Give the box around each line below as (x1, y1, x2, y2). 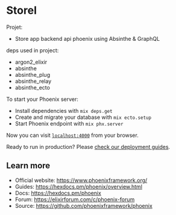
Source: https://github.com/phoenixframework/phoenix (14, 202, 152, 209)
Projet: (6, 23, 23, 31)
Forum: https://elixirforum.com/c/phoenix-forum (14, 196, 135, 203)
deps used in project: (6, 46, 59, 54)
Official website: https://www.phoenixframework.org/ (14, 177, 148, 184)
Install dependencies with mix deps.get (14, 107, 113, 114)
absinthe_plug (14, 71, 50, 78)
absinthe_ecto (14, 83, 50, 91)
